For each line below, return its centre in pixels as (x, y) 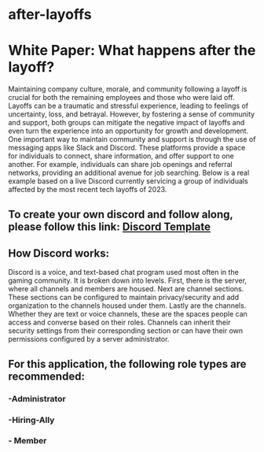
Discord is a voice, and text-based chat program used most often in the (124, 272)
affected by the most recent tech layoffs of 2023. (88, 190)
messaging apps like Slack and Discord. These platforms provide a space (127, 148)
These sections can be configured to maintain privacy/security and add (124, 298)
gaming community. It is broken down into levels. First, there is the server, (128, 280)
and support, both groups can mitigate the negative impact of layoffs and (126, 123)
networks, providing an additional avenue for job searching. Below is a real (129, 173)
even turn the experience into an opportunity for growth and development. (128, 131)
